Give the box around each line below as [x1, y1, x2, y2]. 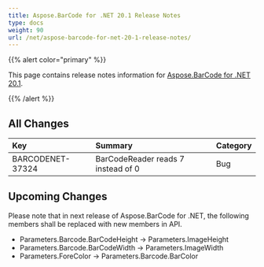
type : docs [8, 19, 44, 27]
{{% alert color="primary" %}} [8, 55, 107, 65]
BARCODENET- [12, 154, 71, 165]
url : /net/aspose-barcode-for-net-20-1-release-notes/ [8, 33, 192, 42]
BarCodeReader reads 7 [95, 154, 185, 165]
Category [215, 140, 252, 151]
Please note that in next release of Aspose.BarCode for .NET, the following [8, 210, 250, 221]
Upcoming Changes [8, 190, 108, 203]
